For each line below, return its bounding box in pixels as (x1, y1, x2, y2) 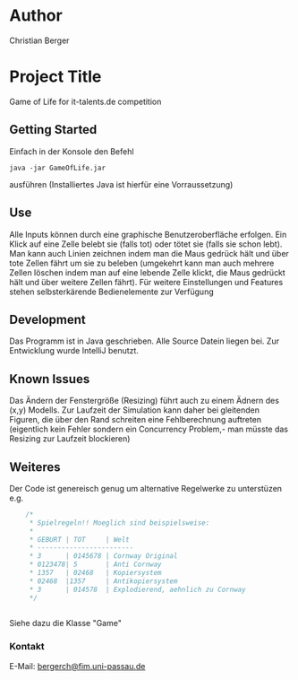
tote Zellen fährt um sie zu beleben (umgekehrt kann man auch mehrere (9, 257, 275, 268)
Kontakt (9, 641, 45, 653)
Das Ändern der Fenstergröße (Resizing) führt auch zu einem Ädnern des (9, 396, 280, 406)
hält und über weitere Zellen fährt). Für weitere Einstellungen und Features (9, 276, 284, 287)
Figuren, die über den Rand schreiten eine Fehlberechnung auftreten (9, 414, 262, 425)
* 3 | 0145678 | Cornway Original (29, 552, 178, 561)
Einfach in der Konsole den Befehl (9, 145, 134, 157)
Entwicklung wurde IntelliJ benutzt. (9, 345, 139, 356)
